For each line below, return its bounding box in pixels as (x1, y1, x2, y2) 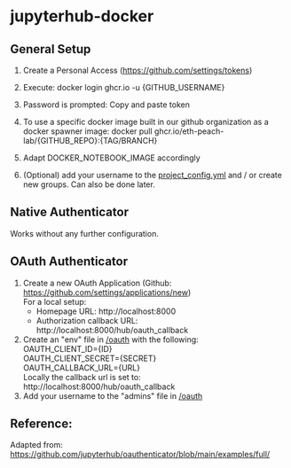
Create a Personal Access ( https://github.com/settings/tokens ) (22, 65, 253, 75)
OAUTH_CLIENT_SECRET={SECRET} (22, 353, 157, 363)
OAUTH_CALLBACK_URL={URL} (22, 362, 141, 373)
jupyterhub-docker (10, 6, 154, 27)
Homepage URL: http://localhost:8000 (35, 306, 177, 316)
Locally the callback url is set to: (22, 371, 141, 382)
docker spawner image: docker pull (22, 126, 153, 136)
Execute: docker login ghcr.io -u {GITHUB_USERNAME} (22, 82, 225, 92)
